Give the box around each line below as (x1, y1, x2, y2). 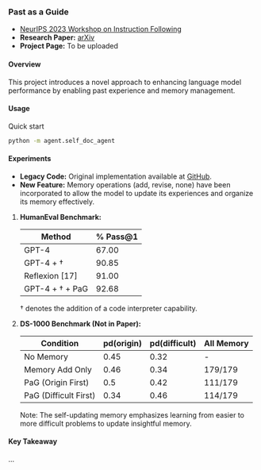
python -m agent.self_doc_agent (8, 137, 115, 144)
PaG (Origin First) (23, 376, 90, 387)
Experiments (8, 154, 52, 164)
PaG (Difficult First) (23, 390, 96, 401)
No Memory (23, 351, 69, 362)
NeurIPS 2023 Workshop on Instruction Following (19, 25, 182, 34)
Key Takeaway (8, 437, 58, 446)
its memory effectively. (19, 197, 95, 206)
